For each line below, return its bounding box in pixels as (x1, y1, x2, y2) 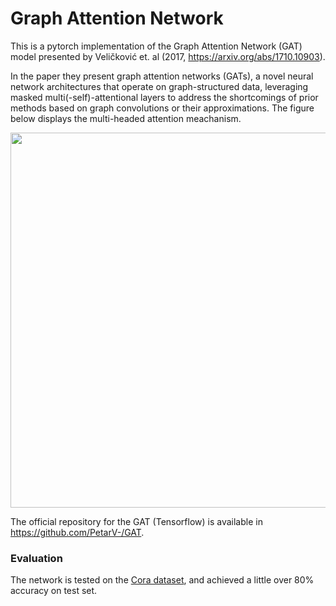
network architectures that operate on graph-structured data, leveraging (10, 80, 309, 92)
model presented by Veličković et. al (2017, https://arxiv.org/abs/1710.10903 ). (10, 50, 326, 62)
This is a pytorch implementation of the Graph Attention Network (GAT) (10, 40, 303, 52)
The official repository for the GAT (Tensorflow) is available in (10, 515, 263, 527)
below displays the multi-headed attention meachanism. (10, 112, 242, 124)
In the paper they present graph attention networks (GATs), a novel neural (10, 70, 314, 82)
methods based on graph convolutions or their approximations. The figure (10, 102, 315, 114)
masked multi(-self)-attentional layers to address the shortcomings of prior (10, 91, 319, 103)
